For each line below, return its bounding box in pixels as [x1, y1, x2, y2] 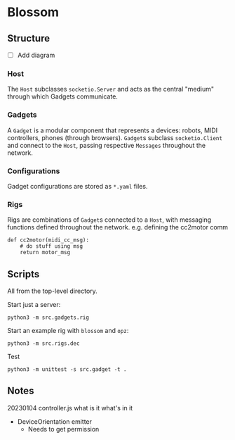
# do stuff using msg [20, 243, 83, 250]
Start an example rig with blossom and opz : [7, 327, 129, 335]
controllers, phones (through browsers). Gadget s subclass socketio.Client [7, 133, 223, 142]
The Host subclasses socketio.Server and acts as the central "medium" [7, 85, 214, 94]
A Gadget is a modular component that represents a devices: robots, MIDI [7, 126, 218, 134]
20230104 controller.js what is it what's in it [7, 403, 133, 412]
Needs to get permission [27, 425, 100, 433]
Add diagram [17, 51, 55, 59]
